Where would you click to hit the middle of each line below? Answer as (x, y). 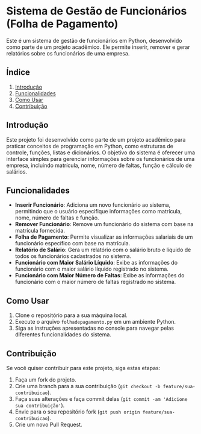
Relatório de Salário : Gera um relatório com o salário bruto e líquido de (103, 250)
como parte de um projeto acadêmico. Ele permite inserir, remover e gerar (98, 47)
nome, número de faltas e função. (57, 218)
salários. (17, 171)
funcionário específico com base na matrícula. (73, 244)
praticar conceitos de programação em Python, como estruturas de (90, 146)
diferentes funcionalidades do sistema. (63, 335)
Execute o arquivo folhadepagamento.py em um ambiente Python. (95, 322)
